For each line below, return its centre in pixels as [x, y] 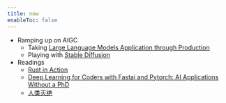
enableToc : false [32, 20]
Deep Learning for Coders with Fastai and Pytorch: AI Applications [123, 77]
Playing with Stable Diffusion [69, 55]
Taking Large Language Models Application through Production [119, 47]
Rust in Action [48, 70]
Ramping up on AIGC [47, 40]
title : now [23, 14]
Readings [31, 62]
